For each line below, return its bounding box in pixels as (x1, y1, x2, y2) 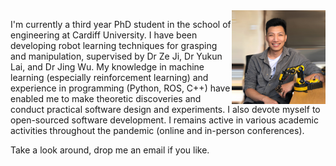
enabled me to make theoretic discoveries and (10, 93, 202, 104)
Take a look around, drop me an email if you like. (10, 144, 210, 156)
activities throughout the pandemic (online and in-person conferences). (10, 125, 305, 136)
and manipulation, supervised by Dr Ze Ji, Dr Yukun (10, 50, 223, 62)
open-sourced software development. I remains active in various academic (10, 114, 320, 126)
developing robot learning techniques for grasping (10, 40, 218, 51)
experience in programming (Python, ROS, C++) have (10, 82, 231, 94)
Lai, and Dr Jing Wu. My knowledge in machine (10, 61, 205, 73)
